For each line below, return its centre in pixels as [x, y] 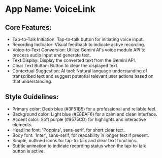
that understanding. [32, 81]
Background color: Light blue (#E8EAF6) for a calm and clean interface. [85, 114]
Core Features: [28, 27]
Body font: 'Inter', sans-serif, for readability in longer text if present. [81, 135]
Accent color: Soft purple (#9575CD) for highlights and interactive [79, 119]
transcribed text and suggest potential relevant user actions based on [83, 76]
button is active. [29, 151]
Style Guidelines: [32, 97]
